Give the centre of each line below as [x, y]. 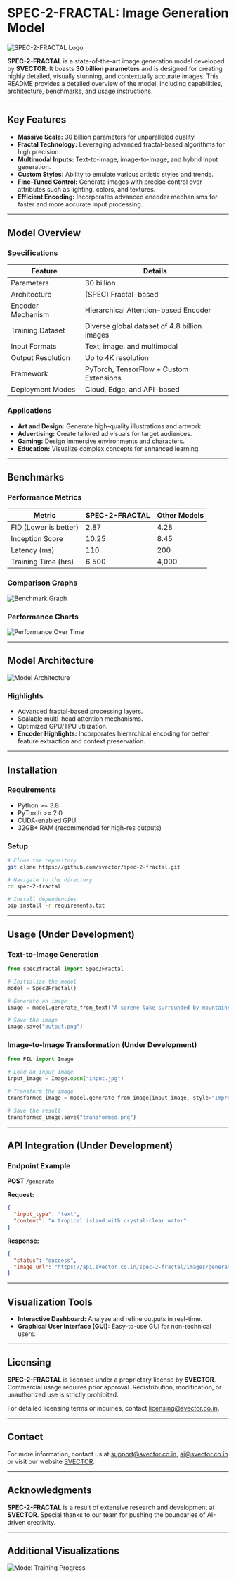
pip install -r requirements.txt [56, 906]
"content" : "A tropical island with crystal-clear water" [100, 1221]
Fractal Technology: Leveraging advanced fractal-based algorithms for [121, 144]
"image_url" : [33, 1267]
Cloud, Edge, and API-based [132, 390]
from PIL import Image [40, 1059]
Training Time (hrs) [42, 562]
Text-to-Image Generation [53, 954]
